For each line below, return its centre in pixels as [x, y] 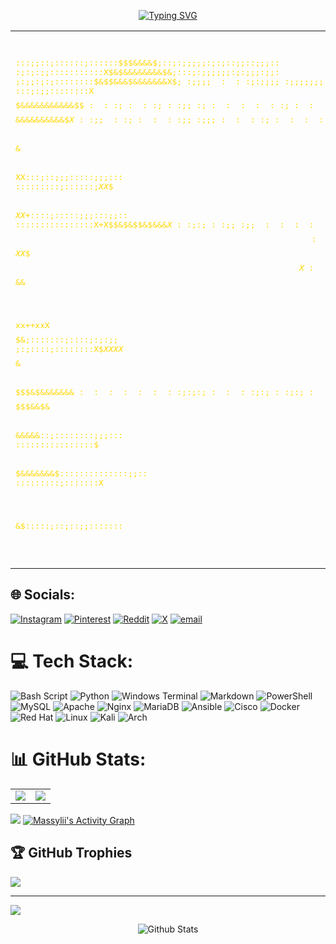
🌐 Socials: [43, 595]
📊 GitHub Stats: [78, 759]
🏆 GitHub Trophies [71, 853]
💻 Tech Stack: [72, 661]
